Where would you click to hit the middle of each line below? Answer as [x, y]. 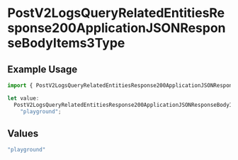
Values [23, 133]
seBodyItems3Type [66, 43]
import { [20, 86]
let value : [23, 98]
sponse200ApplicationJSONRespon [117, 28]
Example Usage [42, 69]
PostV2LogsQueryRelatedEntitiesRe [116, 13]
